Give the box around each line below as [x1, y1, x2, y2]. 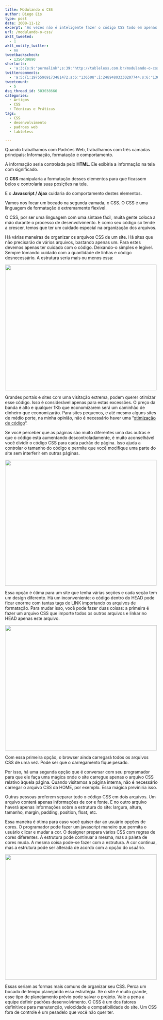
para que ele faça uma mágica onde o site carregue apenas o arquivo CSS [5, 774, 154, 780]
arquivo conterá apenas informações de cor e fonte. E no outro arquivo [5, 799, 147, 805]
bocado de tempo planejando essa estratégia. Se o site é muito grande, [5, 989, 148, 995]
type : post [5, 16, 27, 21]
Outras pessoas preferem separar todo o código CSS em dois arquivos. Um [5, 794, 156, 800]
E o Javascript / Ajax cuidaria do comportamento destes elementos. [5, 191, 142, 196]
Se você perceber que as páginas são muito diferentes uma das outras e [5, 430, 150, 436]
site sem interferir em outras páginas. [5, 450, 80, 456]
